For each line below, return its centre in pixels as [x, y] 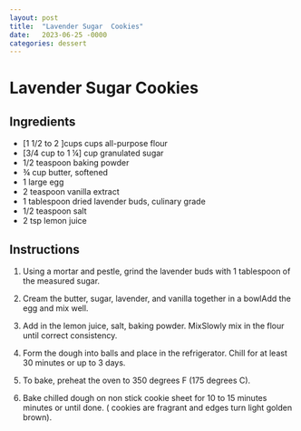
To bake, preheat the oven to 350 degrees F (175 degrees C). [136, 381]
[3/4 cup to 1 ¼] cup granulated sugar [93, 153]
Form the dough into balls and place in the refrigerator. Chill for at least [155, 353]
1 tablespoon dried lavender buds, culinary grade [114, 202]
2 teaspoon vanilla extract [71, 192]
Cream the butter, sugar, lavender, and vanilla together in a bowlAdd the [157, 299]
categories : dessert [49, 43]
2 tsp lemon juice [55, 221]
